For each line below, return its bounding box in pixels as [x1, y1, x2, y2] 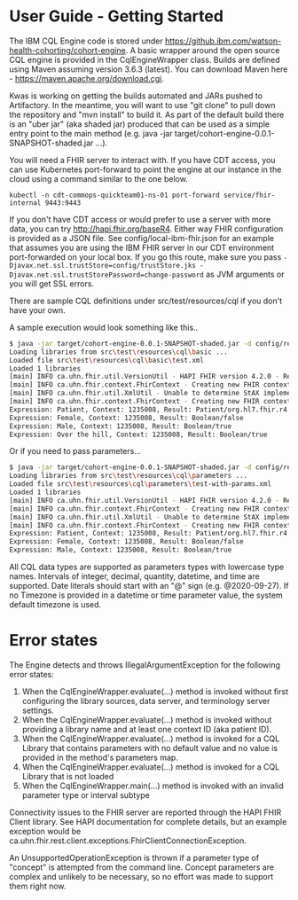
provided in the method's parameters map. [21, 752, 179, 763]
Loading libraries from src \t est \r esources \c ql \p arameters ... [9, 472, 248, 481]
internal [9, 198, 42, 207]
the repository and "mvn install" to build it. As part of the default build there [9, 109, 285, 120]
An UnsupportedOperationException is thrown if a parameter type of [9, 853, 260, 863]
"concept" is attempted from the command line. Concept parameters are [9, 862, 275, 873]
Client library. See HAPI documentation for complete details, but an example [9, 817, 287, 826]
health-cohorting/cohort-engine [9, 44, 126, 55]
